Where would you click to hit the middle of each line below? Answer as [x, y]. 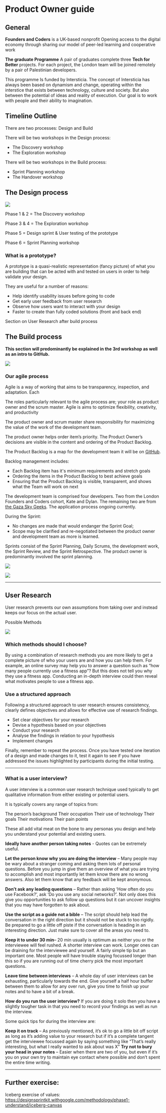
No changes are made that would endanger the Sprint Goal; [73, 526]
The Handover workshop [38, 177]
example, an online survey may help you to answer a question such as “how [82, 666]
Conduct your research [36, 730]
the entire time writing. [28, 1062]
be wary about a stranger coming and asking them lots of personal [73, 863]
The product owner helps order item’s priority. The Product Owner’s [74, 437]
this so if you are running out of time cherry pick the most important [74, 961]
